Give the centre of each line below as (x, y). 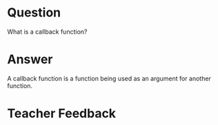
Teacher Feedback (61, 114)
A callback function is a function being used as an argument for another (109, 78)
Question (34, 13)
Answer (30, 59)
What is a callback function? (47, 32)
